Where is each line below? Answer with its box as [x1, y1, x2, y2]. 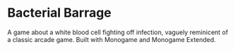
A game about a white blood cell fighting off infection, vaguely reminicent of [7, 28, 229, 36]
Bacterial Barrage [7, 5, 112, 21]
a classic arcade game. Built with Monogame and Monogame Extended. [7, 35, 217, 43]
